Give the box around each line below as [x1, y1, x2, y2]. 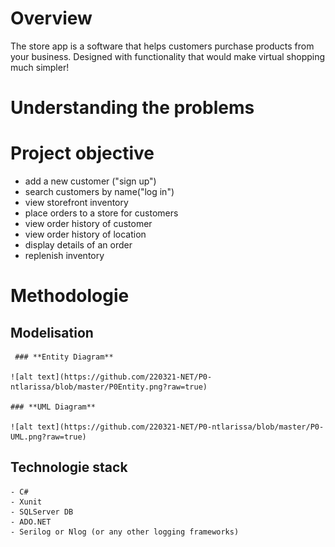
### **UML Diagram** [10, 402, 97, 412]
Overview [10, 7, 93, 30]
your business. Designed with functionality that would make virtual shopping [10, 50, 326, 62]
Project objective [10, 142, 155, 165]
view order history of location [24, 228, 147, 241]
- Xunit [10, 497, 43, 507]
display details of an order [24, 239, 133, 251]
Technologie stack [10, 459, 128, 476]
